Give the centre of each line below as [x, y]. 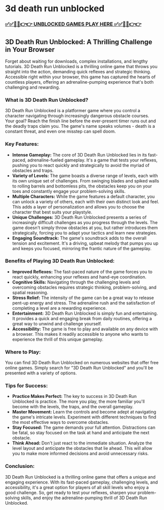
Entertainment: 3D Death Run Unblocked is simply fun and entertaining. [85, 313]
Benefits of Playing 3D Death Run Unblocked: [60, 261]
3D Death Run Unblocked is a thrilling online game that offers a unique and [80, 477]
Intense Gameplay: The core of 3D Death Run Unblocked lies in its [80, 155]
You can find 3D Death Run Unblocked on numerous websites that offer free [82, 363]
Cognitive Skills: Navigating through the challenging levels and [76, 282]
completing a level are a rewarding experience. [59, 308]
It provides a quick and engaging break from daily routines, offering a [82, 318]
